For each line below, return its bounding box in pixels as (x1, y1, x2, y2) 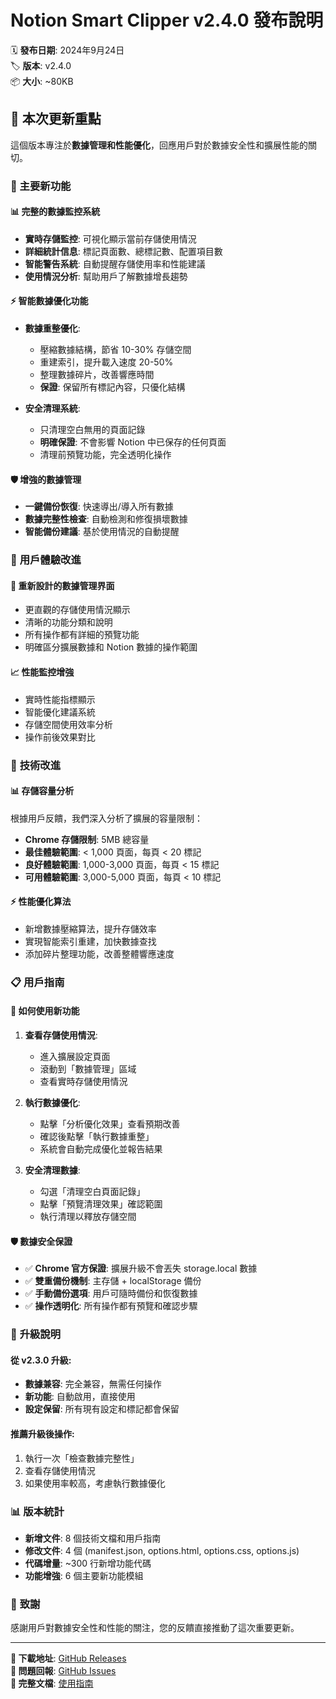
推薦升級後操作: (10, 1427, 75, 1440)
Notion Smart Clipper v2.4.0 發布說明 (10, 9, 324, 32)
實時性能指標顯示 (24, 693, 96, 705)
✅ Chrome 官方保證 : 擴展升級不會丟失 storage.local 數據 (24, 1262, 258, 1275)
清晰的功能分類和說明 (24, 616, 113, 628)
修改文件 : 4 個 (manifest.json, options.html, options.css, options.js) (24, 1544, 300, 1556)
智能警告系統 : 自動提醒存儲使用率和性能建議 (24, 257, 206, 270)
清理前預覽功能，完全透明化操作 (39, 449, 172, 461)
